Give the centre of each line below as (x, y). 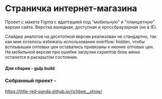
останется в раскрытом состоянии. (42, 57)
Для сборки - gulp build (30, 68)
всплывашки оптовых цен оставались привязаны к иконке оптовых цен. (80, 47)
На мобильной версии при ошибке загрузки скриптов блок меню (73, 52)
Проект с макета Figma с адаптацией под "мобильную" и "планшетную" (80, 22)
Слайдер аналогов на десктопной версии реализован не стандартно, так (81, 36)
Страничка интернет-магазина (71, 8)
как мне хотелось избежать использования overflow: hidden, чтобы (75, 41)
